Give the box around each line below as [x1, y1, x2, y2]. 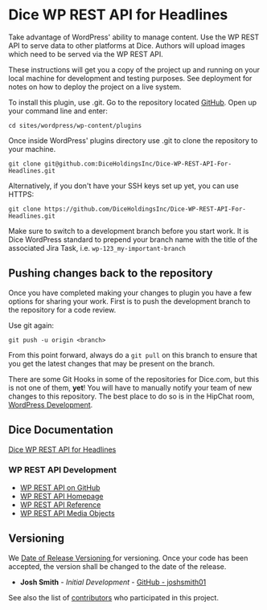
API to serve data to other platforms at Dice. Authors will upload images [8, 40, 245, 50]
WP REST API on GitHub [19, 482, 101, 492]
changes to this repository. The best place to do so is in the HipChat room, [8, 391, 255, 401]
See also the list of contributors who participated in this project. [8, 592, 220, 602]
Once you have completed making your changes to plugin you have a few [8, 288, 252, 297]
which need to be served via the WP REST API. [8, 49, 163, 59]
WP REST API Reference [19, 500, 101, 510]
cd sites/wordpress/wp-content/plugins [8, 121, 142, 129]
